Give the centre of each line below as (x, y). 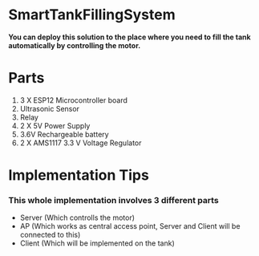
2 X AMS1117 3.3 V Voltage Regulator (81, 143)
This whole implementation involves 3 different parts (113, 200)
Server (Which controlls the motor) (77, 217)
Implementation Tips (79, 175)
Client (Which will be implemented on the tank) (97, 243)
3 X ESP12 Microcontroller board (74, 100)
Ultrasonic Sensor (50, 108)
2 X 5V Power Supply (55, 125)
